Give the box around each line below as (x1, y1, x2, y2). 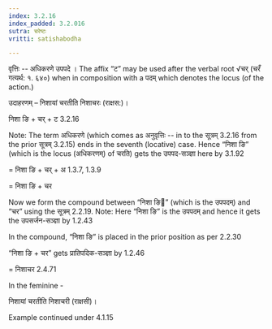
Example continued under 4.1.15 (8, 313, 114, 323)
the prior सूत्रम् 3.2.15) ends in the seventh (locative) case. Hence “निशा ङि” (8, 140, 249, 149)
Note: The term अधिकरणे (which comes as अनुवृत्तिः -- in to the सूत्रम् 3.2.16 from (8, 131, 257, 141)
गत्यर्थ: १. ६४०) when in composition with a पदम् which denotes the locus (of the (8, 73, 265, 83)
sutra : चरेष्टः (8, 27, 47, 35)
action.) (8, 82, 34, 92)
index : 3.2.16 (8, 11, 57, 20)
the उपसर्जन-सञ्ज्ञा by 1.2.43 (8, 216, 93, 226)
